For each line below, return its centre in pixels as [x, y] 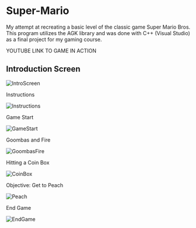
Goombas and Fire [28, 140]
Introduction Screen [43, 69]
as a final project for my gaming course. [54, 39]
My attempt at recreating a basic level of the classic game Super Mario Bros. [98, 27]
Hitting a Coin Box [28, 163]
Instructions [20, 94]
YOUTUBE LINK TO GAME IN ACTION [51, 50]
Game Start [20, 117]
